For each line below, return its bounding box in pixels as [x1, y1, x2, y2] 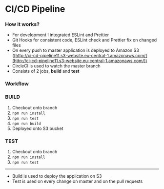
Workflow [5, 81, 29, 87]
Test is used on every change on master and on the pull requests [12, 178, 143, 184]
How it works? [5, 21, 40, 28]
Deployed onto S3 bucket [12, 126, 63, 131]
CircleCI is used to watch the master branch [12, 63, 101, 69]
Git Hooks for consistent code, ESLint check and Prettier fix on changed [12, 37, 157, 43]
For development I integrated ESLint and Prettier [12, 32, 109, 38]
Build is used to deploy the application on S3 [12, 173, 102, 179]
